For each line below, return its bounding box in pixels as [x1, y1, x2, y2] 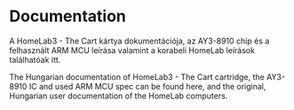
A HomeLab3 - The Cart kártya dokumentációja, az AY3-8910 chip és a [9, 35, 270, 46]
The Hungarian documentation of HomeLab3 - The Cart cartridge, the [9, 71, 265, 82]
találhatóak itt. [9, 54, 61, 65]
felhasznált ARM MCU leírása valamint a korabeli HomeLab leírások [9, 44, 256, 55]
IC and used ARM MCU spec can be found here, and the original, [28, 81, 266, 91]
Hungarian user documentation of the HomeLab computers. [9, 90, 228, 101]
